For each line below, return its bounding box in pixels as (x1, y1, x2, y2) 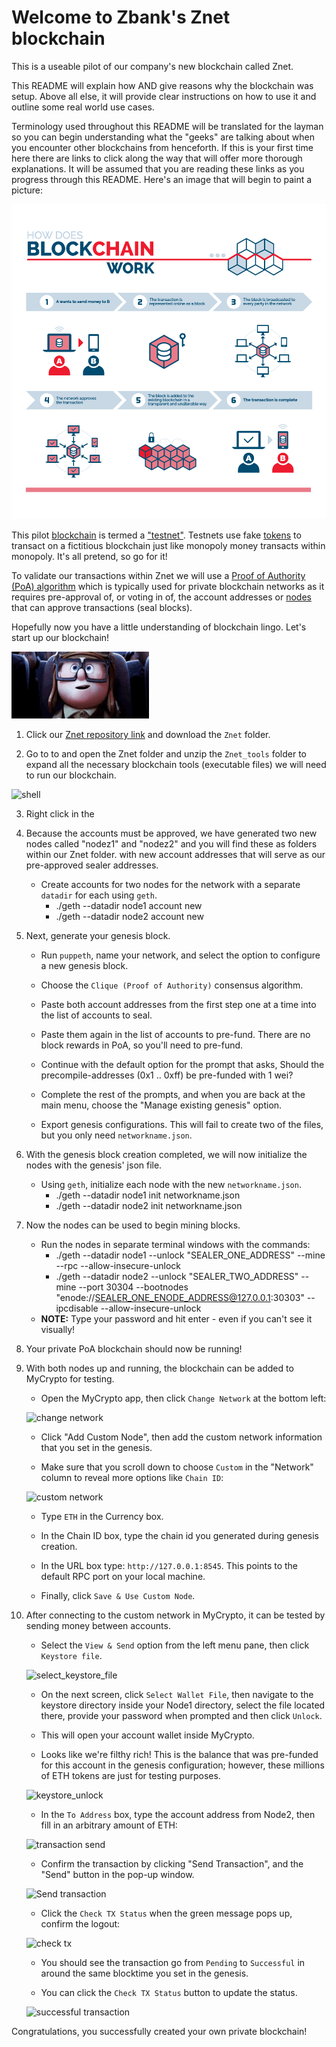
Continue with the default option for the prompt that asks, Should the (40, 1058, 325, 1070)
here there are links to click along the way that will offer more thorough (11, 152, 303, 164)
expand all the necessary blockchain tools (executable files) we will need (25, 758, 327, 770)
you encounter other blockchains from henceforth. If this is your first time (11, 141, 314, 153)
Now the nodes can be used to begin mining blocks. (25, 1219, 241, 1231)
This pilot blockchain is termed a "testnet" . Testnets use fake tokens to (11, 529, 302, 541)
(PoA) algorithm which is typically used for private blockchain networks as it (11, 580, 325, 592)
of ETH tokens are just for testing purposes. (40, 1769, 221, 1781)
